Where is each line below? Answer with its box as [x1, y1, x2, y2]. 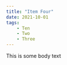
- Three [16, 36, 35, 42]
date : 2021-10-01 [6, 14, 49, 20]
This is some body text [6, 53, 62, 59]
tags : [6, 19, 19, 25]
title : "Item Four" [6, 8, 54, 15]
